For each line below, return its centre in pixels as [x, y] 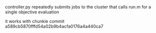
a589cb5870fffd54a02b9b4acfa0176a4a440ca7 [54, 26]
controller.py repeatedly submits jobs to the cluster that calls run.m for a [78, 7]
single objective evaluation [32, 12]
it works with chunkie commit [35, 21]
